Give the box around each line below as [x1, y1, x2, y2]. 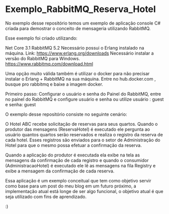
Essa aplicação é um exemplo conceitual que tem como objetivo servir [5, 177, 152, 183]
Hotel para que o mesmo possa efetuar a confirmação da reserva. [5, 142, 142, 148]
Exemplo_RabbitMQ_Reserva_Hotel [5, 4, 156, 15]
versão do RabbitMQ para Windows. [5, 55, 80, 61]
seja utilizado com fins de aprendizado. [5, 193, 87, 199]
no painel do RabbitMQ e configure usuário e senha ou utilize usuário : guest [5, 96, 164, 102]
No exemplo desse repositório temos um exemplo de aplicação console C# [5, 20, 161, 26]
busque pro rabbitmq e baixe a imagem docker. [5, 81, 103, 87]
